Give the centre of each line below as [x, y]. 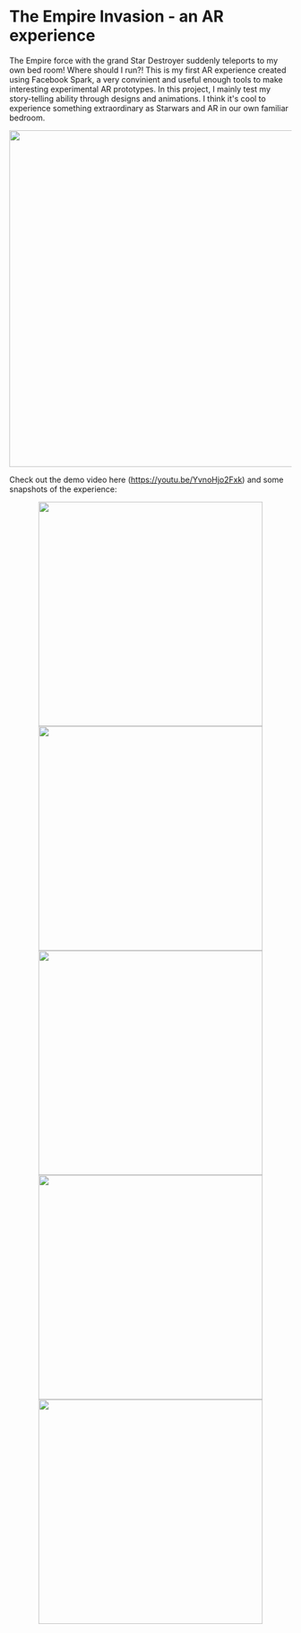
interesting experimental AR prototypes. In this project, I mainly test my [140, 89]
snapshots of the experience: [64, 489]
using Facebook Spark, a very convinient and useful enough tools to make [146, 79]
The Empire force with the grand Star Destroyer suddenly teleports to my [144, 60]
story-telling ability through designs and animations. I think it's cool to [138, 98]
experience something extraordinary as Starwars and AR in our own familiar [149, 108]
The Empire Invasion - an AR [116, 17]
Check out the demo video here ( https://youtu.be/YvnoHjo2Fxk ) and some [146, 479]
